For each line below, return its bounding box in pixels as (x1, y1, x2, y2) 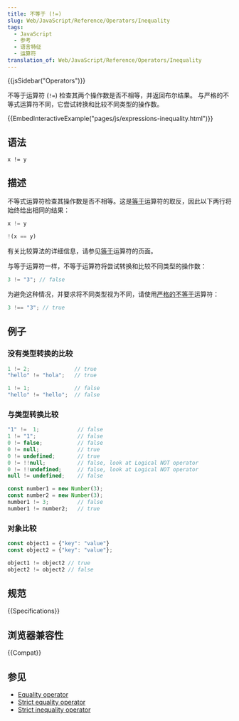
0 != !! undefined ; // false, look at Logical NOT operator (7, 465, 199, 473)
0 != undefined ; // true (7, 453, 100, 460)
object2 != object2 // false (7, 566, 94, 573)
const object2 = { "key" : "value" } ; (7, 547, 113, 554)
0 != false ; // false (7, 439, 103, 447)
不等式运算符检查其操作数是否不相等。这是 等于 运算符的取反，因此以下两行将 (7, 197, 232, 206)
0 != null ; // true (7, 446, 100, 453)
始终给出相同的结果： (7, 206, 70, 214)
